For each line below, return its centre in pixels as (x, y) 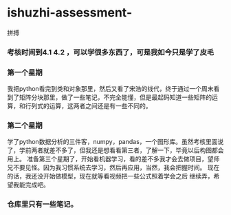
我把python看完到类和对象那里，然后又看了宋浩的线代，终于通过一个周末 (110, 89)
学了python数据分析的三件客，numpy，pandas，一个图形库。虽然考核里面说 (115, 142)
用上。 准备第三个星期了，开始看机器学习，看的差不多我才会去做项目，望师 (113, 159)
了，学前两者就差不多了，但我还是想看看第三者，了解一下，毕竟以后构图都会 (115, 150)
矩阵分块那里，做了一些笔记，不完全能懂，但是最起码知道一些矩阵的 (115, 97)
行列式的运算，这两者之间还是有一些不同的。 (88, 106)
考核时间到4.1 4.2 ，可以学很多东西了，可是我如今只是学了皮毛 (111, 52)
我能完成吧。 (31, 185)
